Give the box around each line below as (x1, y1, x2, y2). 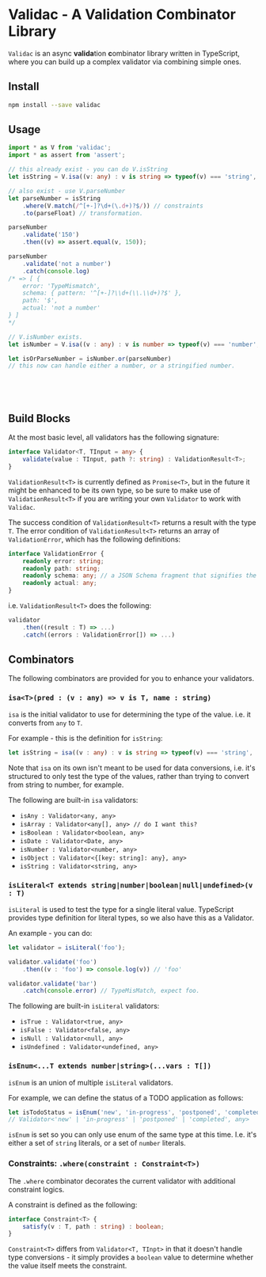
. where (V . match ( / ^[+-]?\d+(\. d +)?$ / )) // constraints (22, 202, 203, 210)
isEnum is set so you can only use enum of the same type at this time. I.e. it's (8, 1130, 257, 1139)
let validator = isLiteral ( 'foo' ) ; (8, 944, 126, 952)
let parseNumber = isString (8, 194, 101, 203)
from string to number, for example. (8, 780, 124, 789)
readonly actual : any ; (22, 580, 97, 587)
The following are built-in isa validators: (8, 795, 139, 804)
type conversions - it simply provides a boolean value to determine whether (8, 1252, 253, 1262)
